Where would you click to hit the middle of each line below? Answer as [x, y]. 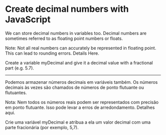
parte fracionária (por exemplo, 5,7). [42, 127]
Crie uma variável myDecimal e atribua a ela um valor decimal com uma [78, 122]
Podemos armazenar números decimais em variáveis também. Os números [82, 82]
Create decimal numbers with [67, 9]
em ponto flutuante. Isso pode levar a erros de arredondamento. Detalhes [80, 107]
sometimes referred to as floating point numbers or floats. [64, 38]
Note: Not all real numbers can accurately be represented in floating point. [81, 48]
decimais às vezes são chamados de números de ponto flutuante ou [75, 87]
